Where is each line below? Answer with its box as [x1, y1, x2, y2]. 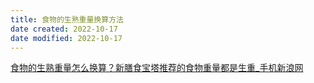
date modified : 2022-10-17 [10, 33, 123, 43]
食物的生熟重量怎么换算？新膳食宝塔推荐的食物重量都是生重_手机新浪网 [10, 62, 304, 74]
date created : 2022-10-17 [10, 24, 118, 34]
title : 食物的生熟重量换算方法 [10, 14, 124, 25]
